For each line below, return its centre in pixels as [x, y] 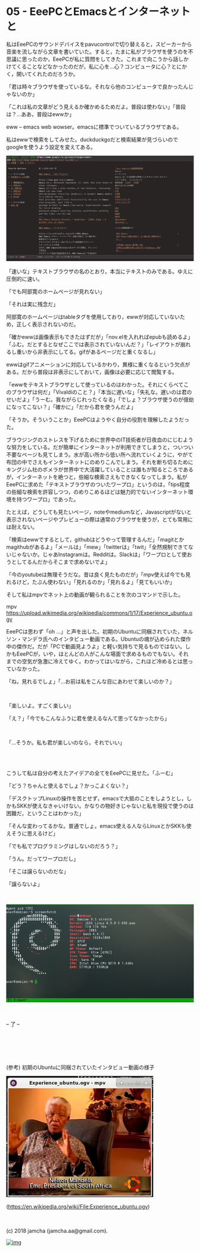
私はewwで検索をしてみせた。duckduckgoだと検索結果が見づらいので [92, 139]
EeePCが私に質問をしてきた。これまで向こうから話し [118, 59]
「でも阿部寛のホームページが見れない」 [56, 291]
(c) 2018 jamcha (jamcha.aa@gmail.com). [57, 1231]
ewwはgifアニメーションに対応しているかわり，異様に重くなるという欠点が [98, 365]
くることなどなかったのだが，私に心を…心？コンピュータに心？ [94, 66]
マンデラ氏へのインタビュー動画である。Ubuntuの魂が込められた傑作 [107, 639]
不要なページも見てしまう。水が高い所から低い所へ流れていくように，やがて [100, 455]
